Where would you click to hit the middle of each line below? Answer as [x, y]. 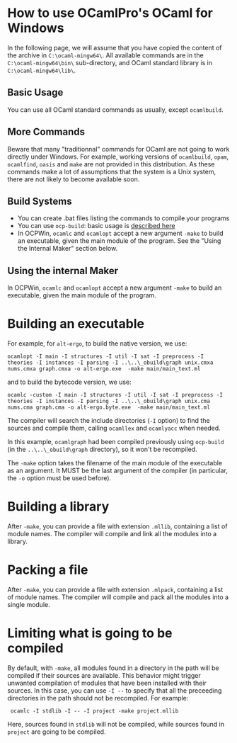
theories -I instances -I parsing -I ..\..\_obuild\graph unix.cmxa [110, 363]
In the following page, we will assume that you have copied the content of [115, 47]
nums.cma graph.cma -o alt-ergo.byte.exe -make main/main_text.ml [109, 408]
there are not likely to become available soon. [74, 179]
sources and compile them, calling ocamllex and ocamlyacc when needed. [114, 428]
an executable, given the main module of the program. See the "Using [119, 241]
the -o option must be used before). [59, 478]
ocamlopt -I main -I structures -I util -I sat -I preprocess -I [105, 357]
